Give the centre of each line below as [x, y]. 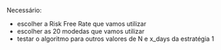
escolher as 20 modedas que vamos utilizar [80, 31]
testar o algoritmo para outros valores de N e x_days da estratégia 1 [115, 39]
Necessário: [24, 10]
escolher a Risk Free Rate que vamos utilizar [81, 24]
